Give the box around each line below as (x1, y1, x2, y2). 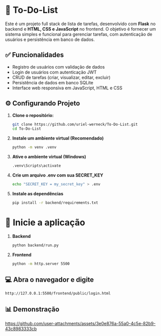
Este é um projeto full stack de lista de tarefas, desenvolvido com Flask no (5, 21, 156, 27)
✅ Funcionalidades (5, 51, 64, 59)
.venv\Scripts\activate (12, 163, 61, 168)
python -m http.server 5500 (12, 261, 70, 266)
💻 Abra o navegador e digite (5, 275, 94, 284)
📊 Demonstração (5, 305, 60, 313)
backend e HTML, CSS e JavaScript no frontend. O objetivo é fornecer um (5, 26, 156, 32)
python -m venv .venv (12, 145, 56, 150)
